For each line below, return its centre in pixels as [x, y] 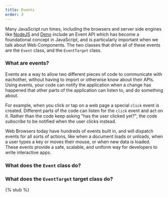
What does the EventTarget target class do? [59, 179]
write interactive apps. [28, 152]
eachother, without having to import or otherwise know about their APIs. [80, 79]
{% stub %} [17, 190]
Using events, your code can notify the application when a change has [78, 85]
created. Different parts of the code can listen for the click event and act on [84, 111]
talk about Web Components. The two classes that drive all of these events [83, 45]
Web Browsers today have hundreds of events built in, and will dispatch [79, 131]
